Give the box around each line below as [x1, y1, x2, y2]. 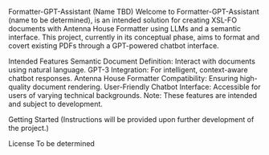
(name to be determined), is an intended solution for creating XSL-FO [8, 15, 238, 25]
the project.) [8, 124, 50, 133]
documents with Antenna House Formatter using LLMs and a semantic [8, 24, 241, 33]
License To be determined [8, 139, 95, 148]
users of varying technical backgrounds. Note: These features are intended [8, 91, 258, 100]
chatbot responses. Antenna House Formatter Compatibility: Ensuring [8, 74, 238, 83]
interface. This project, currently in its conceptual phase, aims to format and [8, 32, 259, 42]
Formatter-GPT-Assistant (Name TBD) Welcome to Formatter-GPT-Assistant [8, 7, 259, 16]
